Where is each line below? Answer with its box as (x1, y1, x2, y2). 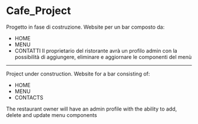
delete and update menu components (6, 111, 97, 118)
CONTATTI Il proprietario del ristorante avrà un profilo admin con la (14, 47, 178, 54)
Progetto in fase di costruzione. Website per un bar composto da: (6, 23, 165, 30)
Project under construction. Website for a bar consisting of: (6, 70, 150, 77)
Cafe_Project (6, 4, 71, 18)
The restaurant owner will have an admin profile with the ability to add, (6, 105, 177, 112)
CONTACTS (14, 94, 44, 101)
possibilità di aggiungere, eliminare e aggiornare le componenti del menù (14, 53, 192, 60)
